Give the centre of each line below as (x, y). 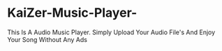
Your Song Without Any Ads (47, 39)
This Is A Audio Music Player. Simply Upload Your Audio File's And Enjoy (111, 32)
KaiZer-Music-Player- (72, 13)
